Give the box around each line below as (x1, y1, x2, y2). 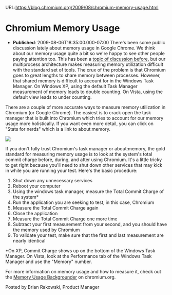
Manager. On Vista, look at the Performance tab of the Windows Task (5, 253, 152, 259)
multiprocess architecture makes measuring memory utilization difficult (12, 61, 163, 67)
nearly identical (12, 237, 46, 244)
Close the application (12, 210, 58, 216)
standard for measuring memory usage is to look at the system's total (5, 151, 152, 157)
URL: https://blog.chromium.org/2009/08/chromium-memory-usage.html (5, 5, 159, 10)
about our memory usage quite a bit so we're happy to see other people (12, 50, 165, 56)
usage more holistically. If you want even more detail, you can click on (5, 120, 154, 127)
